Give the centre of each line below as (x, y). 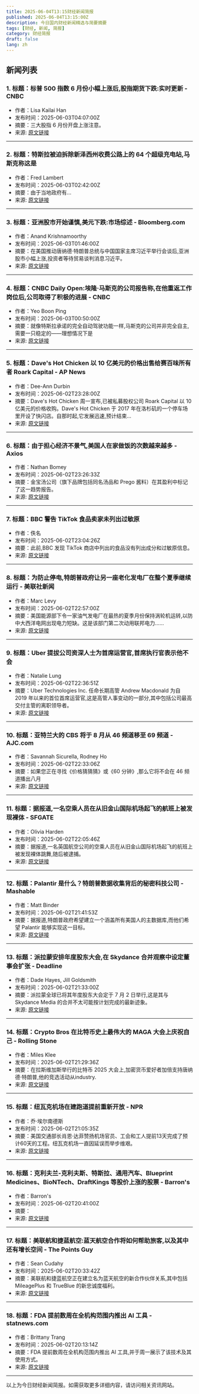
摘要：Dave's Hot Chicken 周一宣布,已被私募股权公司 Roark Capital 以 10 (103, 401)
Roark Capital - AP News (50, 372)
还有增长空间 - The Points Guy (50, 1249)
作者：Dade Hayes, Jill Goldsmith (55, 980)
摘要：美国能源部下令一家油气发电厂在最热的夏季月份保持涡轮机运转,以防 (104, 615)
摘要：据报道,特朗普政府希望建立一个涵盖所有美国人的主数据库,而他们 (99, 920)
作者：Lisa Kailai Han (41, 110)
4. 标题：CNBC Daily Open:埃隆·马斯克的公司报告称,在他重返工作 (99, 288)
